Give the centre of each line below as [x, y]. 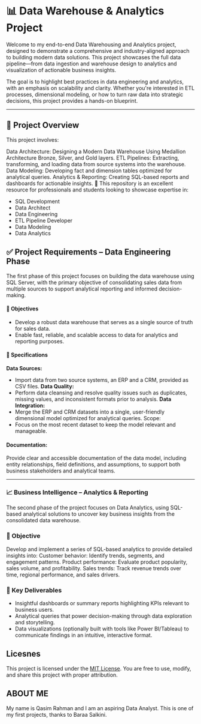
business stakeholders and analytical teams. [61, 471]
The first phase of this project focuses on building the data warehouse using [100, 276]
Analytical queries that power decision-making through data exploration [103, 616]
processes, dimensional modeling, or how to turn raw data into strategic [95, 94]
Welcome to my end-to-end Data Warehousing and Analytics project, [91, 44]
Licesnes [23, 654]
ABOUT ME [28, 694]
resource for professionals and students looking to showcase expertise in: [97, 190]
